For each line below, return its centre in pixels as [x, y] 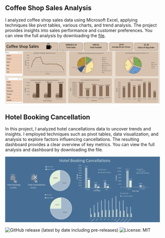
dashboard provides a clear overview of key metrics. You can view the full [80, 145]
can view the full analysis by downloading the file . [55, 35]
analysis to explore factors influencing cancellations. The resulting [72, 139]
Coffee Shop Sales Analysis [48, 8]
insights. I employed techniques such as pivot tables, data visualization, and [82, 134]
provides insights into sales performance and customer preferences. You [79, 30]
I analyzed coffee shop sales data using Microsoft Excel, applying [71, 20]
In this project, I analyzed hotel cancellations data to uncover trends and [78, 129]
